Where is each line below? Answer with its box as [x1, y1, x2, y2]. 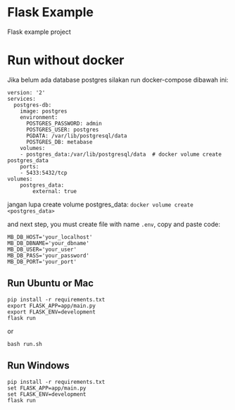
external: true [32, 187, 77, 194]
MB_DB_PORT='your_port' [7, 258, 77, 265]
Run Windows [7, 360, 70, 372]
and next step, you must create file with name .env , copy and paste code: [7, 220, 220, 228]
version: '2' [7, 89, 46, 96]
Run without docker [7, 52, 125, 68]
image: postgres [20, 107, 68, 115]
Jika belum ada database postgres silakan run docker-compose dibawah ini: [7, 75, 229, 84]
